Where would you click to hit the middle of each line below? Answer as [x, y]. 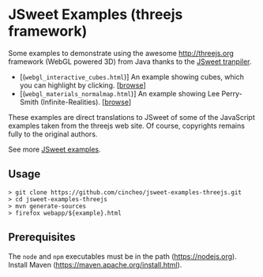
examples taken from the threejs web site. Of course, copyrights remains [126, 125]
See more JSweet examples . [54, 149]
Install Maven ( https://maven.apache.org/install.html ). [95, 264]
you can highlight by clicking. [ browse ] [83, 85]
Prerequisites [42, 237]
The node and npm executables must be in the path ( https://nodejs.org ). [122, 256]
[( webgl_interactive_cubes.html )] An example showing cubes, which [132, 77]
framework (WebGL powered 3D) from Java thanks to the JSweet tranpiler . [130, 62]
